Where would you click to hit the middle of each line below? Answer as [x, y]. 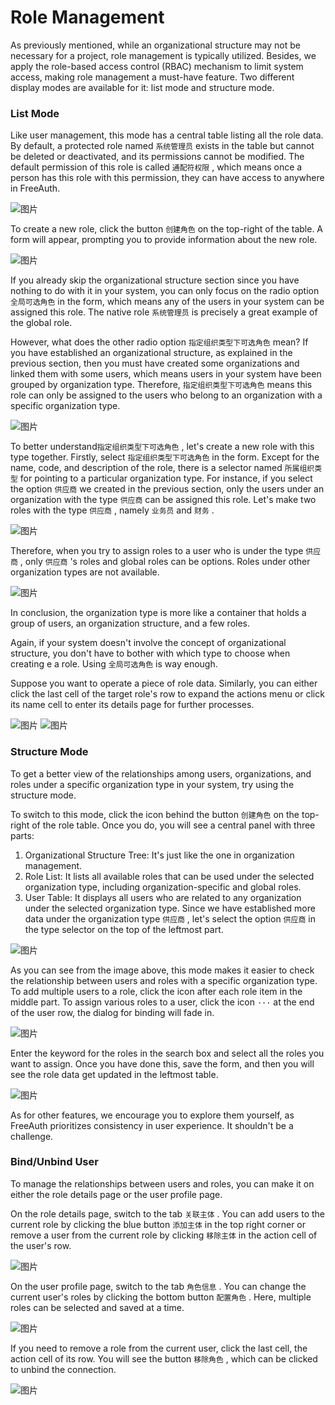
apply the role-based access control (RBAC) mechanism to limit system [157, 66]
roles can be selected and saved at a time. [97, 1307]
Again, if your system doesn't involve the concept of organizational [148, 643]
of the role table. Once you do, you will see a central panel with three [173, 825]
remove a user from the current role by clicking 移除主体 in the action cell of [164, 1235]
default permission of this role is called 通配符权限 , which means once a [156, 167]
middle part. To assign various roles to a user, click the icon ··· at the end [162, 1002]
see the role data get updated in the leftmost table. [114, 1074]
